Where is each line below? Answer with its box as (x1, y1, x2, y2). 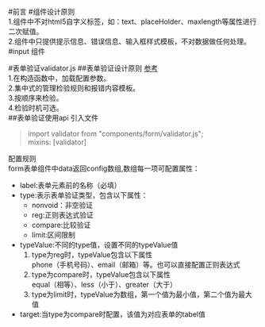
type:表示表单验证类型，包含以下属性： (19, 190, 148, 200)
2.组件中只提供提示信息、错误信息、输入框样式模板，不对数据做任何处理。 (8, 37, 252, 46)
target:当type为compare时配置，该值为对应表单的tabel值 (19, 310, 206, 319)
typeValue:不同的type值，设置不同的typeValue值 (19, 240, 179, 249)
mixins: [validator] (27, 137, 87, 147)
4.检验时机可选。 (8, 103, 63, 113)
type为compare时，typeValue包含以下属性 (31, 270, 171, 279)
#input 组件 (8, 47, 45, 56)
